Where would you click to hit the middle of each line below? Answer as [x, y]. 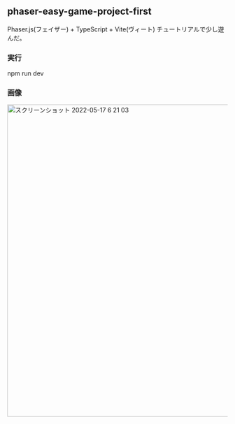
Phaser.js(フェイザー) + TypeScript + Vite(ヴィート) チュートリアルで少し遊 [116, 29]
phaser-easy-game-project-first [79, 12]
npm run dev [26, 73]
